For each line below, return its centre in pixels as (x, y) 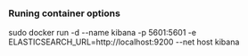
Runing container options (65, 13)
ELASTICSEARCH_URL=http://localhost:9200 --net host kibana (124, 42)
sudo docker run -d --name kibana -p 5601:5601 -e (103, 33)
